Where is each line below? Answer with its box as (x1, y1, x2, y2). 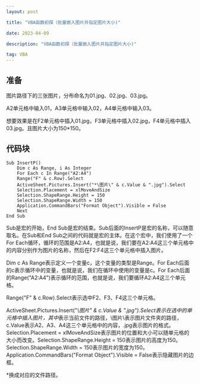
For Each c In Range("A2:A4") (17, 170, 92, 176)
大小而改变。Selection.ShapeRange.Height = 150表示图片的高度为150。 (6, 336, 182, 344)
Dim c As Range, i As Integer (17, 165, 92, 171)
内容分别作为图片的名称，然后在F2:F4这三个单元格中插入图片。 (11, 246, 167, 253)
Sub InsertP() (6, 160, 42, 166)
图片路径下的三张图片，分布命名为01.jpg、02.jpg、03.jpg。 (6, 92, 151, 99)
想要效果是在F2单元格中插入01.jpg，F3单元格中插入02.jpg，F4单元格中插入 (6, 117, 192, 124)
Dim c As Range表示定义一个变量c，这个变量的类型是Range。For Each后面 (6, 259, 190, 266)
